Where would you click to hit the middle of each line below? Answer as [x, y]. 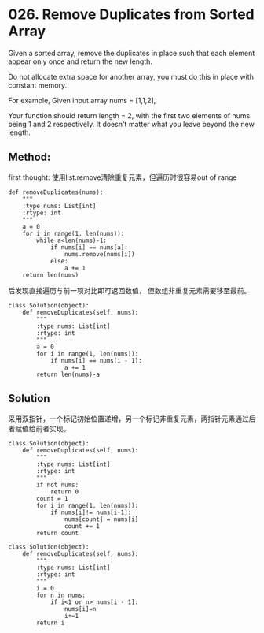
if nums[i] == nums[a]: [89, 247]
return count [58, 533]
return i [51, 623]
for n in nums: [61, 595]
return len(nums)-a [68, 374]
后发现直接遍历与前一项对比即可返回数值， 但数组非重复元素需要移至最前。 [130, 290]
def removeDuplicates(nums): [56, 192]
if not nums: [58, 485]
